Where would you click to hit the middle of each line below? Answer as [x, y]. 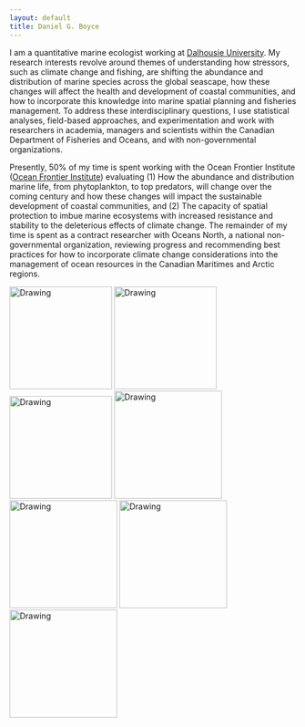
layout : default [40, 18]
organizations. [36, 149]
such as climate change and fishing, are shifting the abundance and [137, 72]
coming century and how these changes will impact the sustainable [136, 196]
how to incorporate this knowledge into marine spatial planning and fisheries [153, 100]
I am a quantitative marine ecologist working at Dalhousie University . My [145, 52]
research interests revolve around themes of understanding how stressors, [149, 62]
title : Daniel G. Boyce [55, 26]
